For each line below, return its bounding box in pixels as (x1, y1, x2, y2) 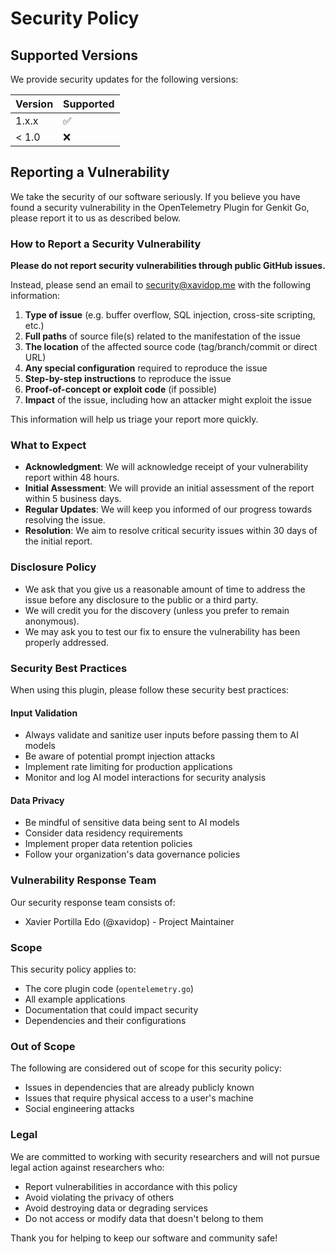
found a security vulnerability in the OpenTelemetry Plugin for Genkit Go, (10, 201, 310, 213)
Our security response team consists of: (10, 896, 176, 908)
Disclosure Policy (10, 560, 97, 574)
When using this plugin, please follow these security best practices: (10, 684, 290, 696)
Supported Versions (10, 47, 138, 64)
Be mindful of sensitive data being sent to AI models (24, 817, 240, 829)
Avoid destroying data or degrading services (24, 1202, 208, 1214)
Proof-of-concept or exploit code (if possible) (24, 383, 218, 396)
